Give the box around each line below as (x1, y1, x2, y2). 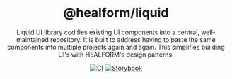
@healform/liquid (63, 5, 169, 21)
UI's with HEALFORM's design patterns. (58, 50, 174, 59)
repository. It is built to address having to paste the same (50, 35, 216, 43)
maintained (16, 35, 49, 43)
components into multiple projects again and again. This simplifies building (7, 43, 225, 51)
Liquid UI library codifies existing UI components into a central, (16, 28, 200, 36)
